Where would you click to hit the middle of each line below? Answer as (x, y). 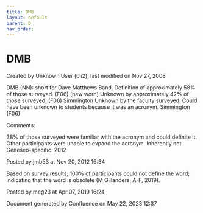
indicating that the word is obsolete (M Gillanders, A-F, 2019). (83, 180)
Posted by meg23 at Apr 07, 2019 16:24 (55, 192)
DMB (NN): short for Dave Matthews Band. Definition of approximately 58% (101, 88)
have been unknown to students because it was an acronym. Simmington (98, 107)
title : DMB (20, 12)
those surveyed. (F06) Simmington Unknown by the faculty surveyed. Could (102, 100)
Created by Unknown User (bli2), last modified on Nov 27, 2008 (86, 76)
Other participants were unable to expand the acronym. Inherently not (94, 144)
